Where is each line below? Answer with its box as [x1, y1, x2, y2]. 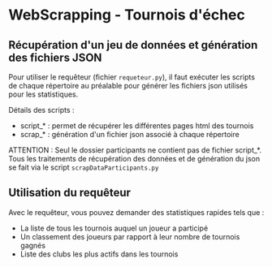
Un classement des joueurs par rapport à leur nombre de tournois [19, 231, 240, 241]
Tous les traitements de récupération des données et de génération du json [8, 154, 261, 163]
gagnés [19, 240, 46, 250]
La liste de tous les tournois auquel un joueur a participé [19, 223, 209, 233]
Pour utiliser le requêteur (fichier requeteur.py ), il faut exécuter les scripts [8, 72, 256, 82]
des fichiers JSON [8, 50, 102, 64]
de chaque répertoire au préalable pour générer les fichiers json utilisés [8, 81, 248, 90]
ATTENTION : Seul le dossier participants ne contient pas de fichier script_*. [8, 145, 262, 155]
